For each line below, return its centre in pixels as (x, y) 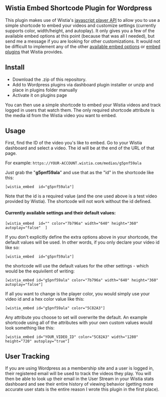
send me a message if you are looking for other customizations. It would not (83, 41)
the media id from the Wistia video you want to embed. (61, 115)
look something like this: (30, 328)
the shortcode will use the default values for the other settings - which (77, 265)
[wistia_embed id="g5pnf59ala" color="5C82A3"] (55, 308)
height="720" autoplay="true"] (37, 341)
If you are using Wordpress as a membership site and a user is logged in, (80, 368)
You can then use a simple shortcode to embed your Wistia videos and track (83, 105)
